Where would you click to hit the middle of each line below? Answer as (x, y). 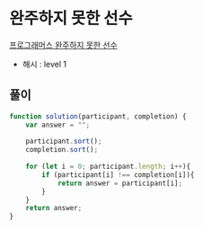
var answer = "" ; (58, 125)
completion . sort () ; (62, 150)
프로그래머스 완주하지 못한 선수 (64, 45)
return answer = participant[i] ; (119, 183)
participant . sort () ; (64, 141)
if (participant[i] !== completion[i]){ (118, 175)
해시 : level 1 (44, 64)
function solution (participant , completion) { (98, 116)
